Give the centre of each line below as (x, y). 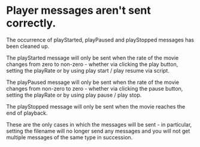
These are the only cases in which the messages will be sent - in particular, (99, 124)
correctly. (31, 23)
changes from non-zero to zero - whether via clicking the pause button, (95, 88)
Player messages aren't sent (79, 10)
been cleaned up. (28, 46)
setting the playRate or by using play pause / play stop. (74, 95)
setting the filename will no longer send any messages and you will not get (98, 131)
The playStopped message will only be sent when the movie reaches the (96, 106)
